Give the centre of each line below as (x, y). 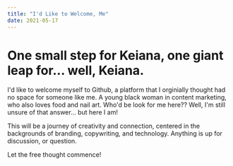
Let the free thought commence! (54, 155)
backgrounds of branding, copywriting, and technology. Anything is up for (115, 134)
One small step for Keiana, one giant (115, 55)
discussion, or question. (42, 141)
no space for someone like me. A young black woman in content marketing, (117, 97)
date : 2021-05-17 (33, 20)
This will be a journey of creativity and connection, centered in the (103, 126)
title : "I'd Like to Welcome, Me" (58, 14)
